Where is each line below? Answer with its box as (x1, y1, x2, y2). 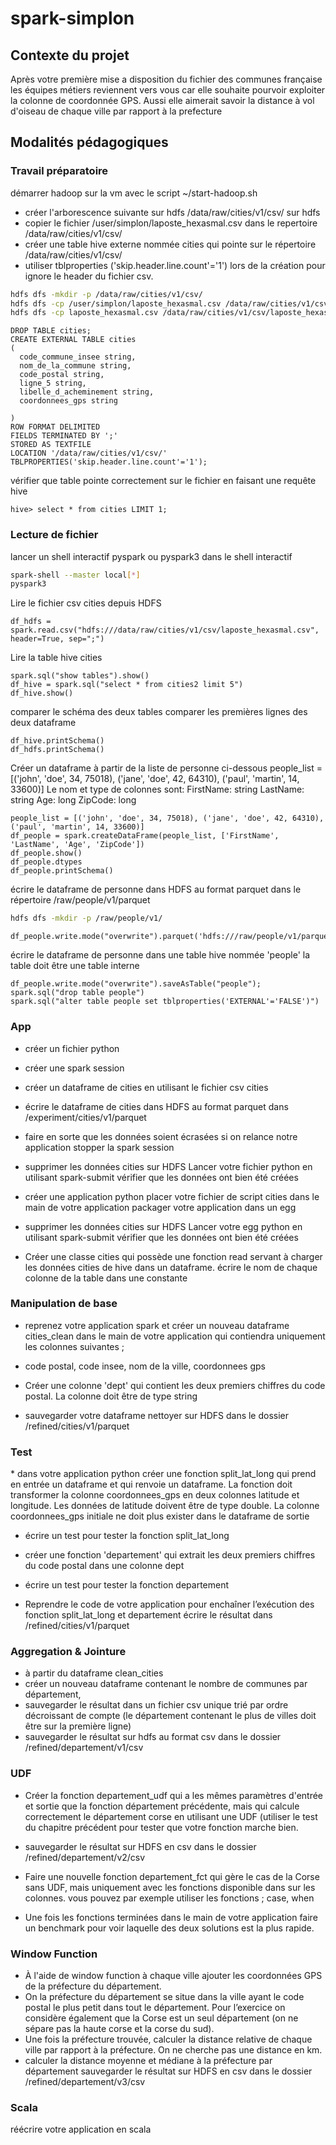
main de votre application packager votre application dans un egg (24, 1201, 297, 1213)
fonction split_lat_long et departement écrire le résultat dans (24, 1609, 273, 1621)
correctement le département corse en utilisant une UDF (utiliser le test (24, 1810, 318, 1822)
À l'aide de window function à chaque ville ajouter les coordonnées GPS (24, 1970, 323, 1982)
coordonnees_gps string (19, 396, 118, 406)
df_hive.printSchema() (10, 736, 105, 746)
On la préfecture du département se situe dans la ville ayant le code (24, 1991, 305, 2003)
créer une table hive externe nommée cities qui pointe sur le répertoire (24, 238, 317, 250)
